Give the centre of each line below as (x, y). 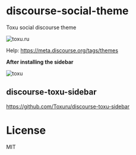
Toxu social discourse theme (41, 27)
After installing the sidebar (40, 62)
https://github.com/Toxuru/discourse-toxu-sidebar (68, 106)
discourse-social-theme (67, 11)
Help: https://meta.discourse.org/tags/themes (62, 50)
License (26, 130)
